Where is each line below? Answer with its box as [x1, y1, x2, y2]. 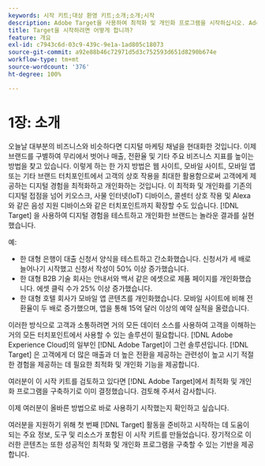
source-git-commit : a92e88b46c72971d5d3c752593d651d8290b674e [8, 48, 217, 56]
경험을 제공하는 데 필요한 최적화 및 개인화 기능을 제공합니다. [16, 359, 200, 369]
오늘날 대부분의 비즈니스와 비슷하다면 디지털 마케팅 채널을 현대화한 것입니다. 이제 [8, 141, 257, 151]
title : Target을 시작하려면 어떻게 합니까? [8, 26, 133, 34]
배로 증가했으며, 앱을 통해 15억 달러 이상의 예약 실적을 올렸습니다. [49, 303, 250, 313]
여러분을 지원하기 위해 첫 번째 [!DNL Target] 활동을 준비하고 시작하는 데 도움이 [8, 419, 250, 429]
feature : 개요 [8, 33, 51, 42]
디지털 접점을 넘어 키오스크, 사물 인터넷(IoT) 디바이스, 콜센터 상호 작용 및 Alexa [8, 190, 251, 200]
